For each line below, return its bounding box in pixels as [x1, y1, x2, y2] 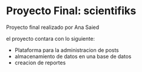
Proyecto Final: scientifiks [6, 4, 137, 18]
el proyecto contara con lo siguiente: [6, 35, 95, 42]
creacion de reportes [14, 59, 66, 66]
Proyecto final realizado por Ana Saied [6, 24, 100, 31]
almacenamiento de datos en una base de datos [14, 53, 131, 60]
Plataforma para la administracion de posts [14, 46, 119, 54]
